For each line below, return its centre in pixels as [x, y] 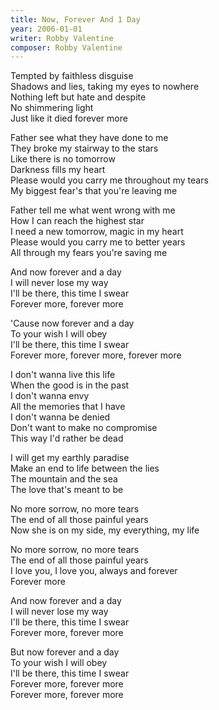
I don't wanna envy [50, 396]
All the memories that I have [68, 407]
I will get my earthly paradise [70, 458]
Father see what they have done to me [89, 138]
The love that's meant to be [67, 490]
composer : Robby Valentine [66, 47]
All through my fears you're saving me [89, 253]
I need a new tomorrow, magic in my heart [97, 232]
